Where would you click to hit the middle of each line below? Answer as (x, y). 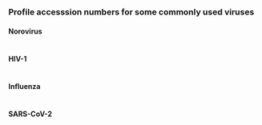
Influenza (24, 86)
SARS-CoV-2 (30, 114)
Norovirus (25, 31)
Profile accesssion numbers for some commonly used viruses (131, 12)
